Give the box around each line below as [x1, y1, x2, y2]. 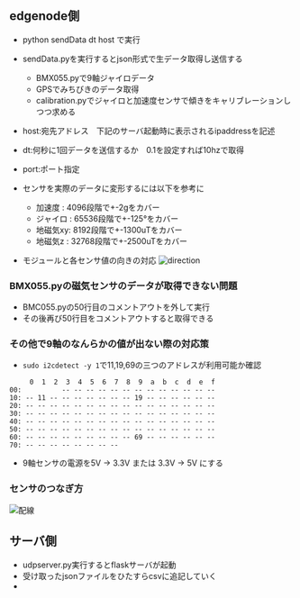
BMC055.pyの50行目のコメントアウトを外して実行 [22, 302, 210, 313]
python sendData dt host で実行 [22, 34, 141, 45]
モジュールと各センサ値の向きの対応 [22, 255, 157, 266]
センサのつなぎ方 [9, 483, 84, 495]
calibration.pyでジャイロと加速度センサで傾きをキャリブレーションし [35, 95, 291, 105]
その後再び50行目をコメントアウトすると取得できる [22, 313, 214, 324]
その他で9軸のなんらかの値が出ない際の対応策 [9, 338, 210, 350]
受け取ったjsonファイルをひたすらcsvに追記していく [22, 570, 218, 581]
